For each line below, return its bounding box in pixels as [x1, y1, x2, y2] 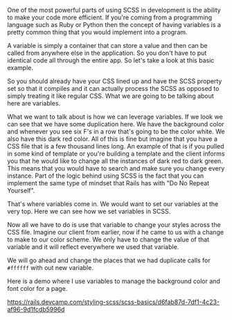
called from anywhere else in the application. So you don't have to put [7, 49, 207, 57]
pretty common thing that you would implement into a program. [7, 28, 188, 36]
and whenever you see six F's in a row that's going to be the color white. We [7, 128, 225, 135]
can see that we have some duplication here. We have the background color [7, 120, 224, 128]
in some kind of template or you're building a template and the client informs [7, 149, 225, 158]
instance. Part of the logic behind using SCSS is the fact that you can [7, 171, 204, 180]
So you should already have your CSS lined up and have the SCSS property [7, 77, 222, 85]
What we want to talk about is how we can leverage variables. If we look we [7, 112, 223, 121]
